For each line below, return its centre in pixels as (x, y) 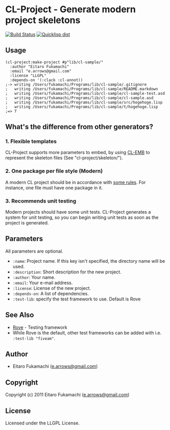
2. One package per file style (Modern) (54, 171)
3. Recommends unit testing (41, 201)
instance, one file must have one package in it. (54, 188)
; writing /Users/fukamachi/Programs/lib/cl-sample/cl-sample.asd (79, 98)
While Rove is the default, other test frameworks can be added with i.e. (87, 333)
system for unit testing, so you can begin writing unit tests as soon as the (82, 217)
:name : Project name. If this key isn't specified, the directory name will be (89, 261)
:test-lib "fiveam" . (34, 338)
